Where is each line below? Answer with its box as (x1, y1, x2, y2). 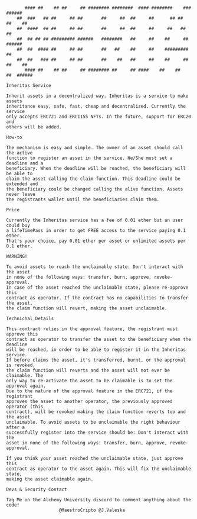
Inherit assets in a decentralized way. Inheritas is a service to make (6, 93, 189, 99)
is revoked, (6, 362, 35, 368)
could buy (6, 223, 31, 228)
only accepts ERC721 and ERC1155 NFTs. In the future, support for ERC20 (6, 114, 192, 120)
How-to (6, 134, 22, 140)
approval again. (6, 383, 46, 389)
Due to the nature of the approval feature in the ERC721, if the (6, 388, 173, 394)
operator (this (6, 404, 44, 410)
